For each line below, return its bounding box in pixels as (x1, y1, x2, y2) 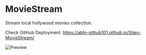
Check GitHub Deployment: (5, 29, 62, 35)
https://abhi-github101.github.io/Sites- (62, 29, 141, 35)
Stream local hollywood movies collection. (5, 20, 93, 26)
